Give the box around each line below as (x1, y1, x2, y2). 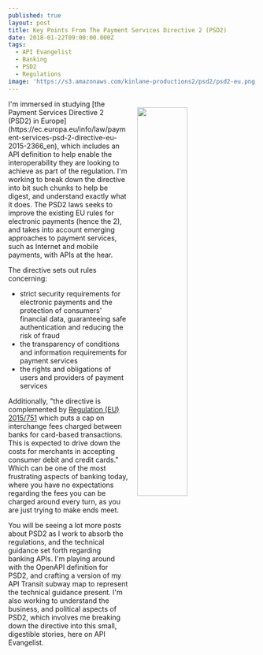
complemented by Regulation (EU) (8, 404, 120, 414)
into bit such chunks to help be (8, 183, 109, 192)
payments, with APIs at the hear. (8, 250, 113, 259)
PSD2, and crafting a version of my (8, 571, 122, 580)
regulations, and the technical (8, 537, 105, 546)
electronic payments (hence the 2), (8, 216, 122, 225)
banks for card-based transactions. (8, 430, 124, 439)
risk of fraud (19, 330, 61, 340)
